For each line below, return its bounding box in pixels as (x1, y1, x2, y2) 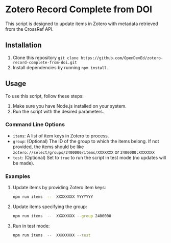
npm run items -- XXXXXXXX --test (12, 232, 91, 238)
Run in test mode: (12, 222, 50, 229)
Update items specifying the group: (12, 204, 87, 210)
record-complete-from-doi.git (12, 60, 78, 65)
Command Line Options (5, 121, 65, 128)
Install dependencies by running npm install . (12, 64, 108, 70)
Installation (5, 41, 42, 50)
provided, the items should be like (12, 144, 84, 150)
